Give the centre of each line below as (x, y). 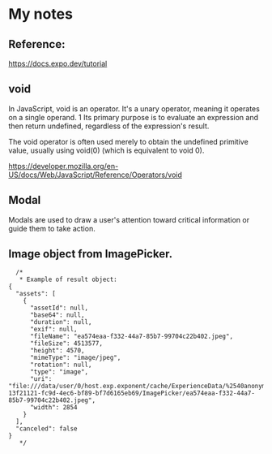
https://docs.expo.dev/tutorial (58, 63)
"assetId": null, (59, 308)
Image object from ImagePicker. (90, 254)
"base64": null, (57, 315)
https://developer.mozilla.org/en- (64, 166)
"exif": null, (54, 330)
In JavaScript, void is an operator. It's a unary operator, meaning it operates (134, 108)
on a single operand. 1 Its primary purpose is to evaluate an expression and (134, 117)
